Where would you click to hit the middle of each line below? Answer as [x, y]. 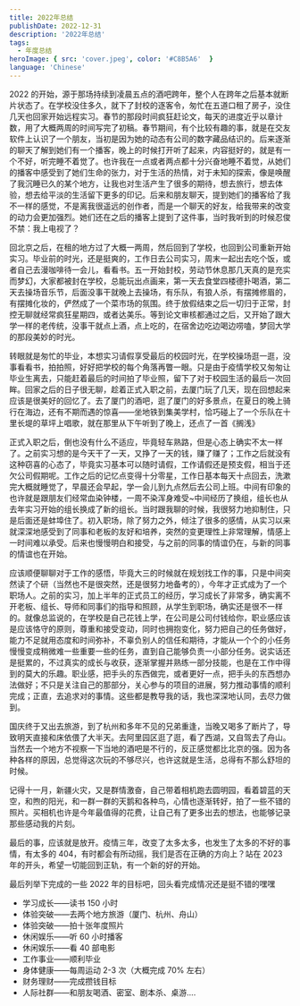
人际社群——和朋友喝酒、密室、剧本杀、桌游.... [109, 992]
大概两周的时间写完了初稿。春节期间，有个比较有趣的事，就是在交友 [165, 127]
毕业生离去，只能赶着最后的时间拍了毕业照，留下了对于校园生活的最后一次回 [150, 378]
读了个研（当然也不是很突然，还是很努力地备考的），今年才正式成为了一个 [152, 584]
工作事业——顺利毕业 [61, 959]
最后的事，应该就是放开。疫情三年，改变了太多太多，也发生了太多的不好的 [146, 842]
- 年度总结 [35, 51]
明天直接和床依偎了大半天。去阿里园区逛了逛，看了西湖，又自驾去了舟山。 [154, 737]
